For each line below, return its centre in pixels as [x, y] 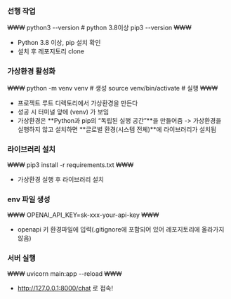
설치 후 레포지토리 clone [51, 51]
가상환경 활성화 [32, 72]
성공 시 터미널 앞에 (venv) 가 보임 [63, 112]
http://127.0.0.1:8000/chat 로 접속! [65, 288]
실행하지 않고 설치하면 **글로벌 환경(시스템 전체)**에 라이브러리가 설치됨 [117, 129]
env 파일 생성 [29, 199]
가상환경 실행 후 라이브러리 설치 [60, 179]
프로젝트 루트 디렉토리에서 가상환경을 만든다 [78, 102]
